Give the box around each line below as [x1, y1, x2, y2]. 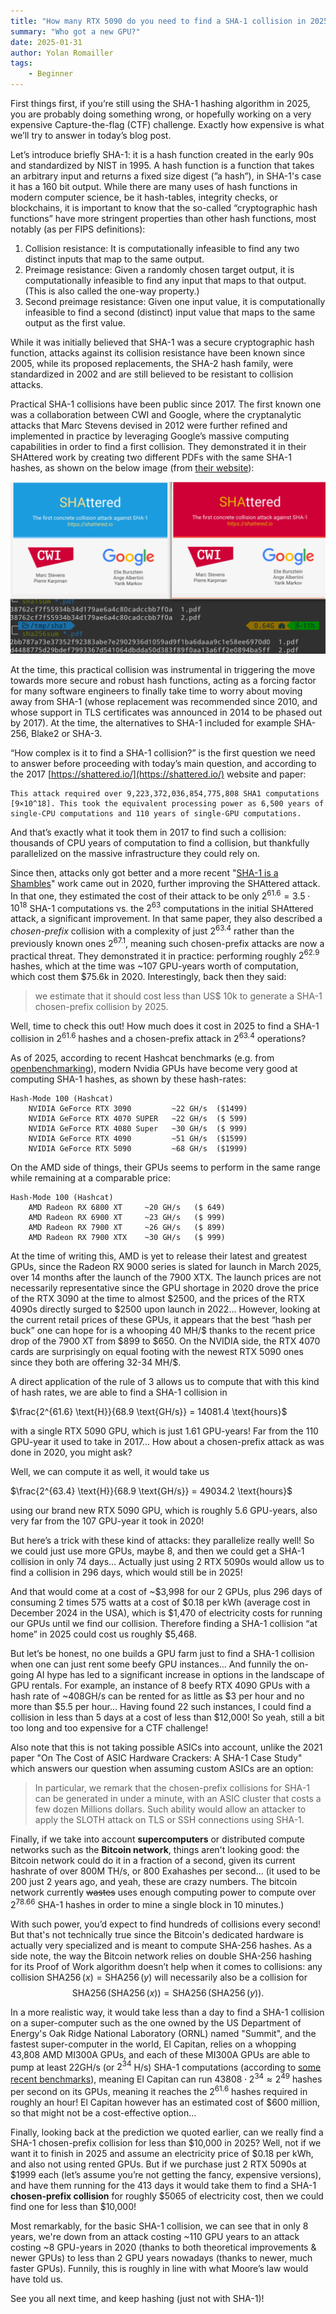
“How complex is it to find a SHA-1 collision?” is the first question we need [10, 747, 316, 759]
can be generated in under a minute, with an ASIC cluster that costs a [34, 1793, 322, 1805]
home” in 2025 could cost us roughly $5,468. [10, 1628, 197, 1640]
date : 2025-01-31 [10, 37, 83, 47]
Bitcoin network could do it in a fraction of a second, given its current [10, 1855, 296, 1867]
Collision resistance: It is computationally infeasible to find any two [24, 243, 300, 254]
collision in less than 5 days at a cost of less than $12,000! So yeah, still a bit [10, 1711, 325, 1724]
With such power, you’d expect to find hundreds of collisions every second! [10, 1918, 322, 1930]
